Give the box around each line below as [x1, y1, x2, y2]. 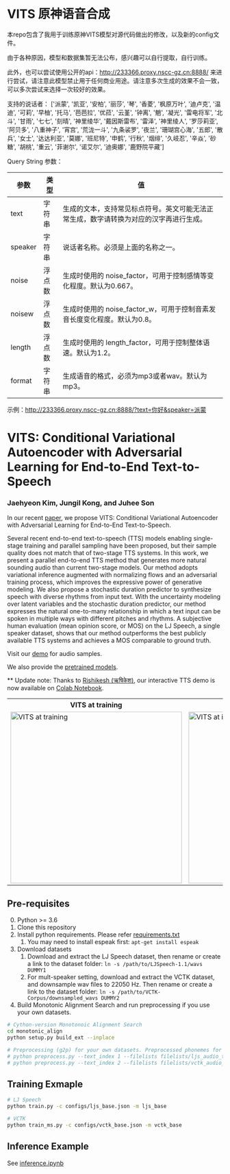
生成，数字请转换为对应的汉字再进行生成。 [69, 214, 207, 224]
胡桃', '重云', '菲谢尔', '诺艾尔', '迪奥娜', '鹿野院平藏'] [19, 142, 164, 151]
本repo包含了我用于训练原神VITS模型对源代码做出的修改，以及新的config [7, 30, 214, 38]
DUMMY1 [27, 967, 47, 974]
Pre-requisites [7, 897, 70, 909]
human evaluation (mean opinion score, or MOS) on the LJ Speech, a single [7, 622, 220, 630]
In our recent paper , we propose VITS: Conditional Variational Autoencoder [7, 514, 218, 522]
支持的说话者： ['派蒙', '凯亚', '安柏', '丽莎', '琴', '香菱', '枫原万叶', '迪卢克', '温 [7, 99, 221, 108]
